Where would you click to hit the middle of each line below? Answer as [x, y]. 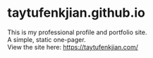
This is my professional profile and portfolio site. [77, 32]
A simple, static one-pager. [47, 39]
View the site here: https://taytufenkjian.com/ [73, 47]
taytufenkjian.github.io [76, 13]
